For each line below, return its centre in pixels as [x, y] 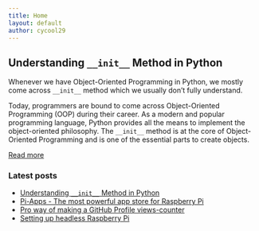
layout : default [35, 23]
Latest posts [33, 176]
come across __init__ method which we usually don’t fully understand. [126, 90]
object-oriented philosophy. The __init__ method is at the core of [116, 131]
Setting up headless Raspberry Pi [75, 218]
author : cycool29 [37, 30]
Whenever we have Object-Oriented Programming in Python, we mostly [126, 82]
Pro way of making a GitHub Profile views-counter [102, 210]
